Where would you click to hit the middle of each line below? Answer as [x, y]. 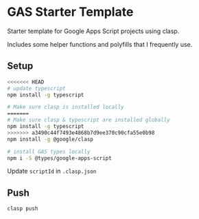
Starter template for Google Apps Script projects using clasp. [93, 31]
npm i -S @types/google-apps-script [59, 158]
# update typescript [37, 88]
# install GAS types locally [49, 152]
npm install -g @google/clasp [50, 139]
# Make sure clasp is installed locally [66, 107]
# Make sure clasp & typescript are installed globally [89, 120]
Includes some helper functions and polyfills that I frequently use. [100, 44]
